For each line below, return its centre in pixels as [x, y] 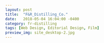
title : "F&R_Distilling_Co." [37, 14]
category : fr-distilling [31, 23]
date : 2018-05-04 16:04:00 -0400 [42, 19]
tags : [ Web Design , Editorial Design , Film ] [52, 28]
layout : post [19, 10]
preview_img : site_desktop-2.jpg [40, 33]
